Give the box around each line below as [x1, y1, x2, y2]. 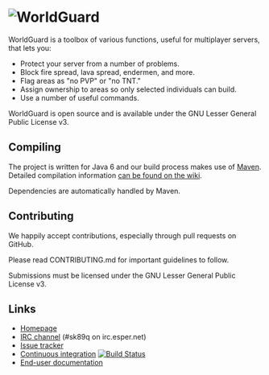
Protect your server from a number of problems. [19, 59, 180, 68]
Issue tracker [19, 340, 64, 350]
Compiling [8, 141, 62, 155]
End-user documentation [19, 358, 103, 368]
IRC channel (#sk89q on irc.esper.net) [19, 332, 147, 342]
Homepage [19, 323, 58, 333]
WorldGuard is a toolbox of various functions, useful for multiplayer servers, [8, 35, 260, 44]
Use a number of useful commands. [19, 93, 139, 102]
